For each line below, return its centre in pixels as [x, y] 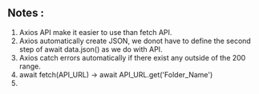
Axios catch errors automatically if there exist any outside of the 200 [132, 57]
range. [30, 66]
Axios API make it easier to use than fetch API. [95, 32]
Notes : [26, 13]
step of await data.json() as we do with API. [91, 49]
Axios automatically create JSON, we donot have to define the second [135, 41]
